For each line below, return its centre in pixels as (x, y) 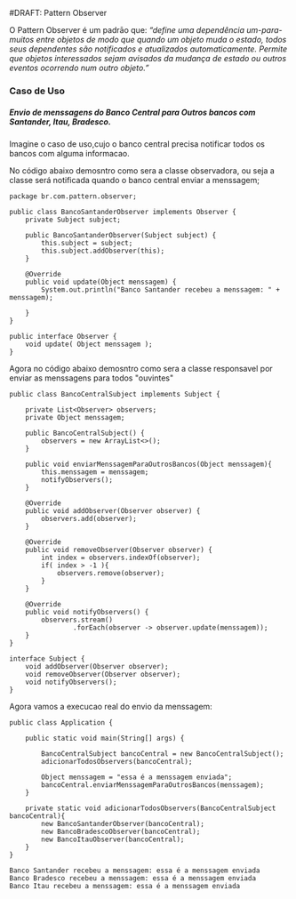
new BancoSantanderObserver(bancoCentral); (123, 823)
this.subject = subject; (87, 243)
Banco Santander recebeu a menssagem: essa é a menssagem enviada (135, 871)
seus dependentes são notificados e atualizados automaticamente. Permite (148, 49)
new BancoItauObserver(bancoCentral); (113, 839)
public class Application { (61, 722)
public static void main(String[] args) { (105, 738)
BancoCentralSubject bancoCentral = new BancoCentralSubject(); (163, 754)
